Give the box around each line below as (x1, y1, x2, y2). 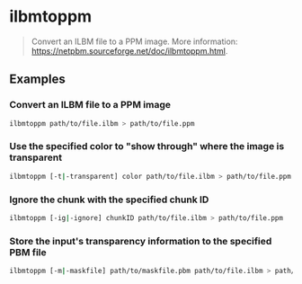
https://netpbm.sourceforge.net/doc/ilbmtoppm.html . (31, 45, 228, 56)
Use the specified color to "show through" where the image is (9, 140, 285, 153)
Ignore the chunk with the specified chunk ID (9, 193, 209, 206)
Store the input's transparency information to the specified (9, 235, 272, 247)
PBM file (9, 245, 47, 258)
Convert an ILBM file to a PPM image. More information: (31, 36, 238, 47)
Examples (9, 72, 66, 87)
